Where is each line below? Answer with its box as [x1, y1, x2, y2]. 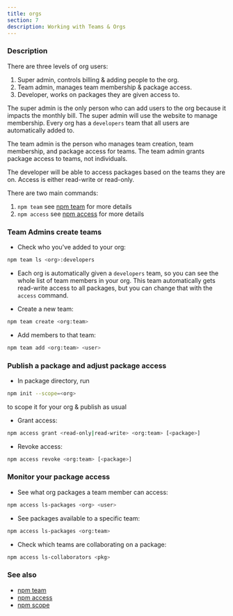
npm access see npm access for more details [17, 210, 145, 218]
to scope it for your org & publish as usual [7, 402, 127, 411]
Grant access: [17, 416, 58, 424]
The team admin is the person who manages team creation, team [7, 139, 194, 148]
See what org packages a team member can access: [17, 488, 168, 496]
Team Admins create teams [7, 227, 102, 237]
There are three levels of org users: [7, 62, 109, 70]
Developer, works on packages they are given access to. [17, 90, 180, 98]
